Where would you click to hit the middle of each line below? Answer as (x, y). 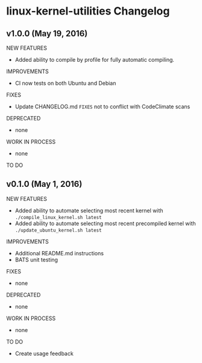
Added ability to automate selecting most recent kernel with (89, 211)
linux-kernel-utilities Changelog (88, 11)
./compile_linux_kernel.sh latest (58, 217)
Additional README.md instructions (59, 253)
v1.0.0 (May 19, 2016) (47, 34)
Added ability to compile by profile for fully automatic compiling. (95, 60)
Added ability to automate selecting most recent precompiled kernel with (105, 223)
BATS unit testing (36, 260)
